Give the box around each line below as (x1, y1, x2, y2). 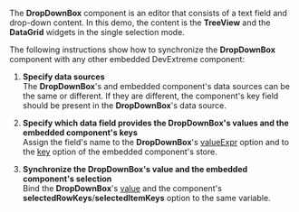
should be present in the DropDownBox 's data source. (22, 100, 227, 111)
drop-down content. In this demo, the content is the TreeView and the (9, 17, 271, 28)
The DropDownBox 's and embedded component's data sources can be (22, 81, 290, 91)
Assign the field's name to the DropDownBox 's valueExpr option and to (22, 137, 290, 147)
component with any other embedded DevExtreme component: (9, 54, 246, 64)
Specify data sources (22, 71, 105, 82)
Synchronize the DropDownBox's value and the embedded (22, 164, 248, 174)
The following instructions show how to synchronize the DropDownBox (9, 44, 276, 55)
